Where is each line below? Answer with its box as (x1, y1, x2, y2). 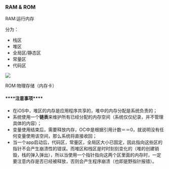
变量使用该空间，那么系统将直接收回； (17, 133, 97, 139)
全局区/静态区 (12, 50, 41, 56)
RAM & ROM (5, 4, 36, 11)
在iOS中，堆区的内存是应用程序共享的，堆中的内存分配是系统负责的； (12, 107, 158, 113)
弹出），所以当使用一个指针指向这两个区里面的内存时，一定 (39, 152, 161, 158)
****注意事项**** (5, 95, 43, 101)
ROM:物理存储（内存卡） (5, 82, 57, 89)
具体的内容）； (12, 120, 42, 126)
